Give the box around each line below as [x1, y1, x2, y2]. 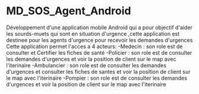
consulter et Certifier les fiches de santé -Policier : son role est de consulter [6, 49, 192, 56]
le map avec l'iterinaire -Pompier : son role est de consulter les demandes [6, 74, 188, 82]
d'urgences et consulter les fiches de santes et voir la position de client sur [6, 68, 191, 75]
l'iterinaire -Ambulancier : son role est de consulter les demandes [6, 61, 167, 69]
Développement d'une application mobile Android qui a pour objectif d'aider [6, 24, 192, 31]
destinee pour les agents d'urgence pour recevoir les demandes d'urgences [6, 36, 193, 43]
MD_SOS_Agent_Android [6, 4, 131, 18]
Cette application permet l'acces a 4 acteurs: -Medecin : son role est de [6, 43, 183, 50]
